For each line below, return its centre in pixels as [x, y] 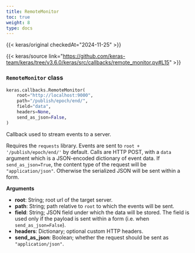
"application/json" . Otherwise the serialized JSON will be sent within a [93, 170]
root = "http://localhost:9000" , [55, 96]
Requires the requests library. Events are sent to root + [73, 146]
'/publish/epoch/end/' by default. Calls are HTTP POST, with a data [89, 152]
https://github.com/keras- [94, 56]
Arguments [20, 188]
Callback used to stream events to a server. [59, 134]
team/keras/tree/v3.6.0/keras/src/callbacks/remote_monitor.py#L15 [88, 63]
